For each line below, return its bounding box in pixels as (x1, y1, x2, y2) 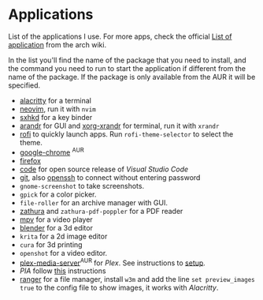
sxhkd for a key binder (19, 112, 93, 122)
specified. (8, 81, 41, 90)
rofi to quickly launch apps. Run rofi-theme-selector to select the (19, 129, 234, 139)
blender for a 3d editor (19, 223, 93, 232)
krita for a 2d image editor (19, 231, 108, 241)
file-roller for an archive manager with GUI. (19, 197, 168, 207)
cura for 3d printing (19, 239, 83, 249)
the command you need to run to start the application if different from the (8, 63, 246, 73)
